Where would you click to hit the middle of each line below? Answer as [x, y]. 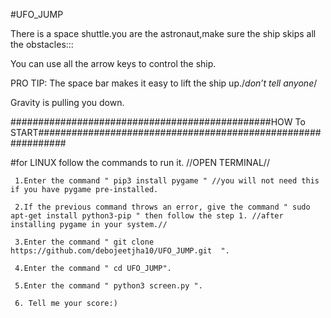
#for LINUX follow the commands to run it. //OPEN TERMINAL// [140, 162]
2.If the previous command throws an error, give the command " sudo [162, 207]
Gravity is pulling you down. [67, 102]
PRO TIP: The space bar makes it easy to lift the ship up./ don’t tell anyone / [164, 83]
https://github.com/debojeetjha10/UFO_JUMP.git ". [120, 251]
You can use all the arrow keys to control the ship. [113, 63]
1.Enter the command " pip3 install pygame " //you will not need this [167, 181]
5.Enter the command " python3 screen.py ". [108, 286]
